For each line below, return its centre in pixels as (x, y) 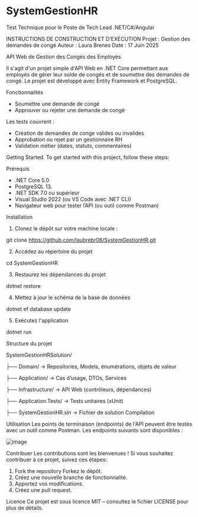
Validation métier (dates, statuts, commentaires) (73, 145)
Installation (20, 217)
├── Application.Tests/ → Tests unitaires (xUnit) (65, 401)
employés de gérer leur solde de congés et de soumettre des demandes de (98, 74)
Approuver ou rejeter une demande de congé (70, 110)
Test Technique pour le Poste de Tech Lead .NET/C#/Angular (80, 27)
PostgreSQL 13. (33, 186)
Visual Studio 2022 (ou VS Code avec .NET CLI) (73, 199)
